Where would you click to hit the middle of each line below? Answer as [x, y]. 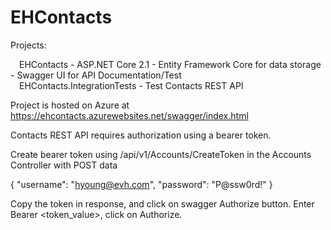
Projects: [28, 45]
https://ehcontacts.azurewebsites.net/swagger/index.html [129, 115]
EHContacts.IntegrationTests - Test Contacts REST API [131, 85]
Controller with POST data [64, 165]
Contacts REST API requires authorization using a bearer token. [141, 135]
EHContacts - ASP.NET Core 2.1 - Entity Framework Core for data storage [170, 64]
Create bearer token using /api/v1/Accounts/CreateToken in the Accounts [161, 154]
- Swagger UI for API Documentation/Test [96, 75]
